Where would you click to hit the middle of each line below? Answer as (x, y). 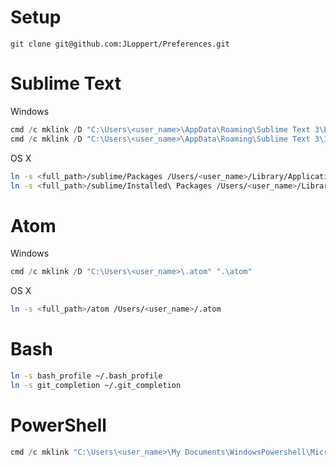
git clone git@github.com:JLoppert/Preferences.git (120, 44)
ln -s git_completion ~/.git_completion (96, 385)
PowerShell (58, 425)
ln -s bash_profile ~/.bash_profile (86, 376)
